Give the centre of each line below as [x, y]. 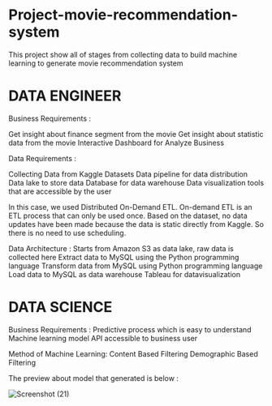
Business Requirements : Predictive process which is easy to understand [130, 329]
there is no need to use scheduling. [67, 233]
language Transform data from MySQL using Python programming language [136, 266]
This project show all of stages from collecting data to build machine [123, 54]
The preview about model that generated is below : [93, 378]
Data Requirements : [43, 158]
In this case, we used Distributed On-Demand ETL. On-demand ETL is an [131, 207]
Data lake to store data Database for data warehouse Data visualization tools [136, 182]
